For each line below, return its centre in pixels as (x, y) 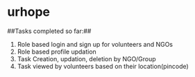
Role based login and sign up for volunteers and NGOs (95, 44)
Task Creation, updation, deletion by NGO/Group (86, 58)
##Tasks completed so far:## (49, 31)
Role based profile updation (57, 52)
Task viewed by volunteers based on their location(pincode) (103, 66)
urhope (29, 12)
